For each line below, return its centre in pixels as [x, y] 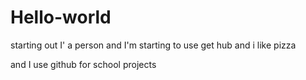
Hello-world [61, 17]
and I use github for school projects [83, 64]
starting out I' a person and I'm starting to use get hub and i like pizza [153, 45]
